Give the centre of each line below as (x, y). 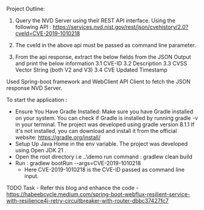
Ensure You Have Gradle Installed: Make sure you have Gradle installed (104, 111)
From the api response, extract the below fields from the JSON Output (103, 57)
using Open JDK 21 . (40, 150)
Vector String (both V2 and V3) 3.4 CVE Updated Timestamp (91, 70)
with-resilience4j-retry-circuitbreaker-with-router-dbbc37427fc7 (87, 201)
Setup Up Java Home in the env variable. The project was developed (101, 144)
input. (31, 176)
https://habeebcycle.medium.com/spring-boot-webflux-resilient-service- (98, 194)
